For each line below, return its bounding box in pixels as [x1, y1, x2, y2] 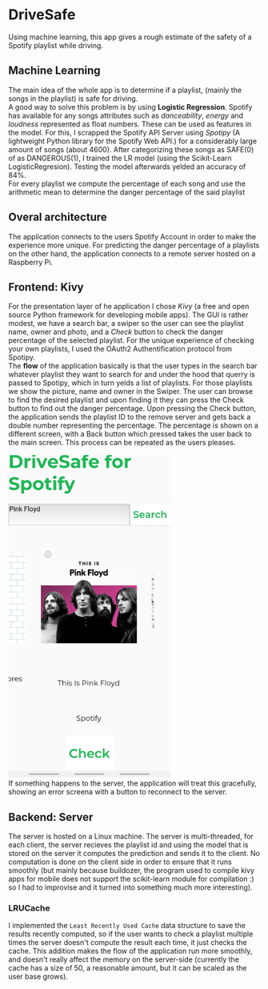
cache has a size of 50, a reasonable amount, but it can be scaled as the [8, 963, 247, 973]
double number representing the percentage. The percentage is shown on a [8, 420, 258, 430]
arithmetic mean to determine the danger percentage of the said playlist [8, 187, 246, 197]
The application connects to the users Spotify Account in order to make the [8, 231, 257, 241]
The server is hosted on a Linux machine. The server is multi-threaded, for [8, 831, 254, 841]
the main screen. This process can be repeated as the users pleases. [8, 438, 236, 448]
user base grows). [8, 971, 68, 982]
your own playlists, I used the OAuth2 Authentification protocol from [8, 344, 233, 354]
